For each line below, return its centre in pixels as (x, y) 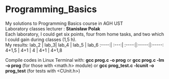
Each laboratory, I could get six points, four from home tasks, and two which (85, 34)
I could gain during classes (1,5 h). (41, 39)
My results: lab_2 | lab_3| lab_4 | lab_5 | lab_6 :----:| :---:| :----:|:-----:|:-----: (85, 45)
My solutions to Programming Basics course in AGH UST (64, 23)
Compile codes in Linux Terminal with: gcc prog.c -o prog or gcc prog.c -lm (85, 60)
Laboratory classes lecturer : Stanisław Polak (53, 28)
